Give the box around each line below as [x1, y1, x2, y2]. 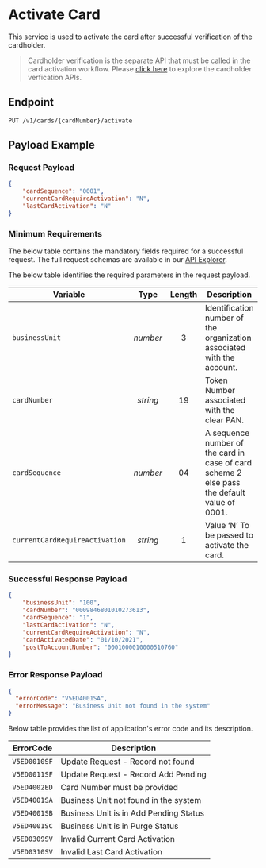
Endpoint [8, 95, 54, 109]
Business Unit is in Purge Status [60, 820, 179, 831]
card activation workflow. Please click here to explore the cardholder [27, 64, 252, 73]
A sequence [204, 427, 250, 438]
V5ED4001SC [12, 822, 53, 831]
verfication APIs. [27, 72, 82, 82]
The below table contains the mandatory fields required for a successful [8, 246, 244, 256]
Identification [204, 303, 254, 314]
